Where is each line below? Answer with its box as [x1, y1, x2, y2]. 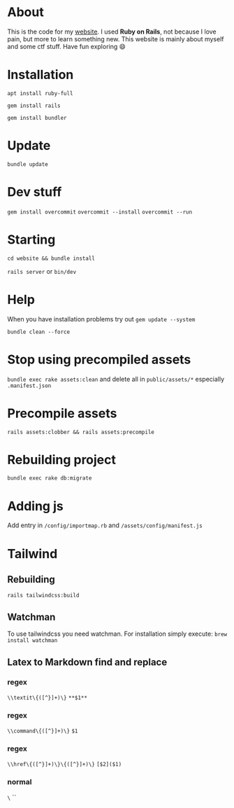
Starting [7, 232, 56, 247]
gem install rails [7, 102, 61, 109]
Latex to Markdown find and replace [7, 656, 168, 668]
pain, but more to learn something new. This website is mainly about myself [7, 34, 224, 43]
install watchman [7, 637, 58, 644]
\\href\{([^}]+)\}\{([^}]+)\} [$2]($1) [7, 761, 122, 768]
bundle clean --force [7, 328, 71, 335]
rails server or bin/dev [7, 267, 77, 275]
